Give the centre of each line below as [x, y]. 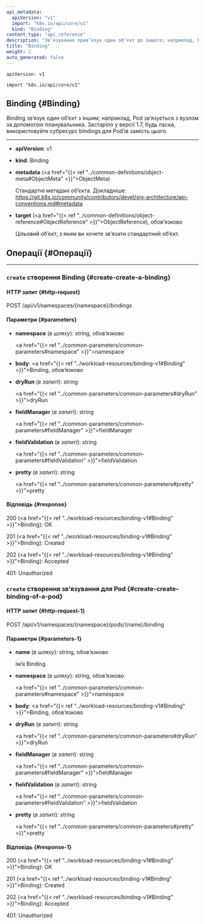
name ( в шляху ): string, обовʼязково [62, 652]
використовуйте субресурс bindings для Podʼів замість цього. [87, 131]
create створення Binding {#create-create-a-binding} [88, 277]
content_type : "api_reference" [46, 35]
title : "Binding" [28, 46]
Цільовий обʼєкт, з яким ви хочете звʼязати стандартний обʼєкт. [97, 234]
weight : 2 [19, 52]
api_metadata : [24, 12]
